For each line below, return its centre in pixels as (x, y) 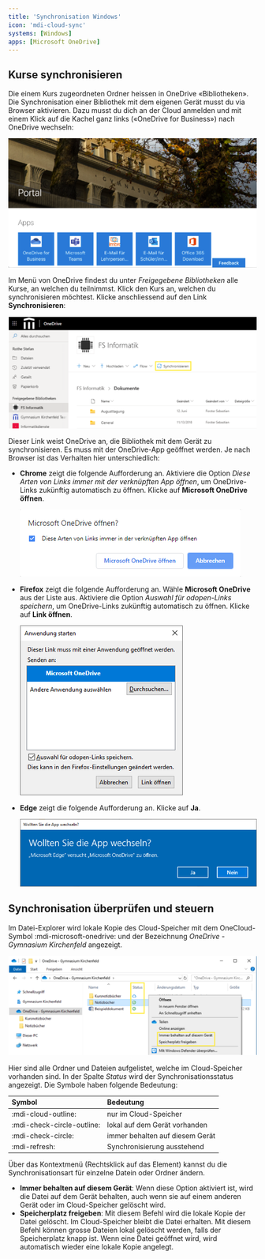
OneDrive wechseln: (41, 127)
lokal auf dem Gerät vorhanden (157, 1125)
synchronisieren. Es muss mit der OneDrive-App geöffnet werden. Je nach (129, 449)
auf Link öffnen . (46, 614)
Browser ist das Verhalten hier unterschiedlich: (84, 458)
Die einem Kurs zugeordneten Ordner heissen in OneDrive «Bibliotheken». (129, 94)
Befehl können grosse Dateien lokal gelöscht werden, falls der (120, 1230)
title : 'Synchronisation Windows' (65, 17)
